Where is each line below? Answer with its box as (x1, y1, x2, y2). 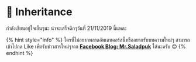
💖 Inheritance (6, 5, 73, 19)
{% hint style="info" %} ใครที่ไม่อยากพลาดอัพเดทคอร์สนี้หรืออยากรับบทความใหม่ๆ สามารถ (6, 36, 190, 43)
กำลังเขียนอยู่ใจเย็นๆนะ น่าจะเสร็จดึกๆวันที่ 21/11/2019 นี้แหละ (6, 25, 127, 32)
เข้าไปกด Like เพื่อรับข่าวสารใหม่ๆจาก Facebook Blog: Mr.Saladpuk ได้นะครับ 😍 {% (6, 43, 186, 50)
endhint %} (6, 49, 33, 56)
